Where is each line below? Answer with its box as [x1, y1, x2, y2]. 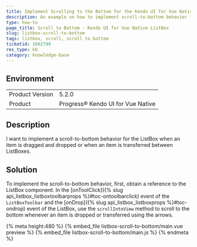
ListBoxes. [6, 147, 31, 155]
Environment [6, 74, 55, 84]
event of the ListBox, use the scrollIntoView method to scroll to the [26, 205, 190, 212]
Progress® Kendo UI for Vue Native [59, 100, 156, 108]
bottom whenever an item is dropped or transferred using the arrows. [6, 211, 174, 218]
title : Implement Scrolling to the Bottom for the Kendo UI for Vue [6, 8, 177, 15]
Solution [6, 164, 38, 174]
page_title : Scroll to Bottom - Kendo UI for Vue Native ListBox [6, 25, 169, 31]
